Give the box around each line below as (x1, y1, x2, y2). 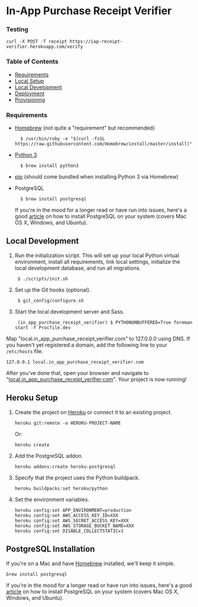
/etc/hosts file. (6, 347, 43, 354)
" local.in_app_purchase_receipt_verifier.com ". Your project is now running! (6, 376, 187, 383)
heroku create (14, 442, 50, 448)
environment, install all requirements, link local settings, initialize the (14, 258, 180, 265)
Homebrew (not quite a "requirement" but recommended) (14, 124, 155, 131)
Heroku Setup (6, 393, 58, 403)
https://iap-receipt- (69, 38, 123, 45)
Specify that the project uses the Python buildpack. (14, 474, 140, 481)
